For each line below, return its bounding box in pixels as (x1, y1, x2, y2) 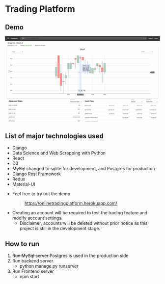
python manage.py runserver (19, 263, 79, 269)
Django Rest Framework (12, 171, 61, 177)
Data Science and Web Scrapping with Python (12, 150, 106, 156)
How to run (5, 239, 40, 248)
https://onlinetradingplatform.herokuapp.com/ (24, 200, 118, 207)
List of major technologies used (5, 131, 104, 140)
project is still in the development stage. (19, 226, 101, 232)
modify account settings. (12, 215, 63, 221)
